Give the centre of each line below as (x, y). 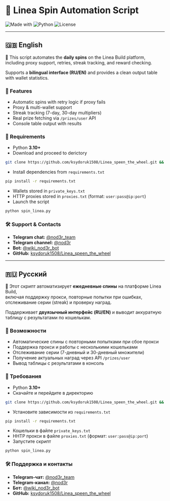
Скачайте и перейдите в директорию (53, 393)
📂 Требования (23, 376)
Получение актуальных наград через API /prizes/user (71, 358)
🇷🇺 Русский (26, 274)
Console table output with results (47, 124)
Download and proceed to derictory (50, 153)
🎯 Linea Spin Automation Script (72, 10)
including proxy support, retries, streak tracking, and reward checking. (79, 62)
